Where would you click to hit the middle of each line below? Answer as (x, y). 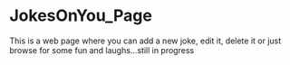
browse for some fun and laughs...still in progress (102, 50)
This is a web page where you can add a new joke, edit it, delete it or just (145, 41)
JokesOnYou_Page (81, 16)
